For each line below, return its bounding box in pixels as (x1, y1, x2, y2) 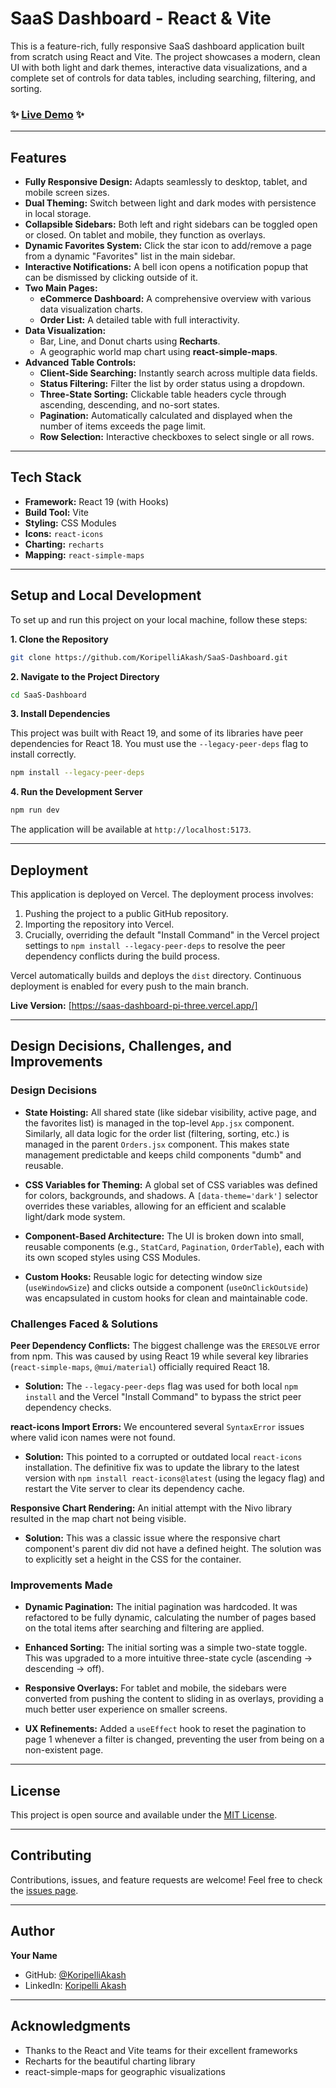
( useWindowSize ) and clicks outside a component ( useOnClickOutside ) (24, 1281, 309, 1293)
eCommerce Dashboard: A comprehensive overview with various (39, 293, 312, 305)
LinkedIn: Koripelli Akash (24, 1979, 127, 1991)
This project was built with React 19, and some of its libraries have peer (10, 727, 304, 739)
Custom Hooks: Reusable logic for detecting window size (24, 1270, 263, 1282)
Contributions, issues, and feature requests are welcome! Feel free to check (10, 1873, 323, 1886)
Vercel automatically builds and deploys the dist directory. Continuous (10, 969, 302, 981)
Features (10, 149, 67, 166)
